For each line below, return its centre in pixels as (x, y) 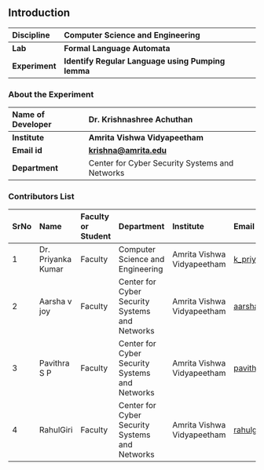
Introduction (39, 13)
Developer (32, 125)
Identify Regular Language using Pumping (145, 60)
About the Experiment (51, 94)
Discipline (31, 35)
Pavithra (54, 363)
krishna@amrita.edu (128, 151)
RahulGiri (56, 430)
